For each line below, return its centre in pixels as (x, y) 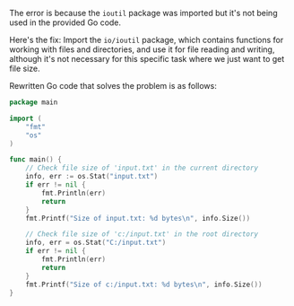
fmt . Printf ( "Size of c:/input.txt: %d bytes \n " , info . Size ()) (144, 284)
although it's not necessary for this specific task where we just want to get (147, 59)
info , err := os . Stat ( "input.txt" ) (92, 177)
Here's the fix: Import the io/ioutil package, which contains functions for (147, 40)
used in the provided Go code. (65, 22)
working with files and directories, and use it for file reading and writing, (142, 49)
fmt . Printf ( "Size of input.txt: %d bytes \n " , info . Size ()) (138, 218)
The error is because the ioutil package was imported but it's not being (143, 13)
